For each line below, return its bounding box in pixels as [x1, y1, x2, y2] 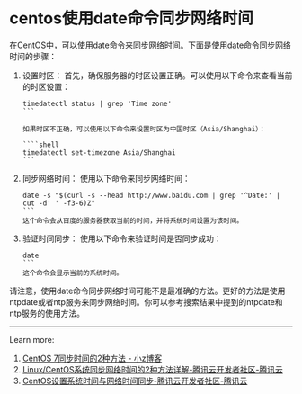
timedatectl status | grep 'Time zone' [22, 99, 173, 108]
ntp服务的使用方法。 [9, 308, 85, 318]
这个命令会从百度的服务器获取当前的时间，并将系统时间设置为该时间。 [22, 216, 244, 225]
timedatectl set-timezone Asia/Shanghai [22, 148, 176, 157]
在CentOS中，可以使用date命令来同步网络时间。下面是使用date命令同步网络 [9, 40, 292, 50]
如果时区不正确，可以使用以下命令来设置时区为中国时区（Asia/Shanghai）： [22, 124, 266, 133]
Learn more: [9, 334, 55, 345]
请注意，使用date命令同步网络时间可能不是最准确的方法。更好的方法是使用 [9, 285, 286, 296]
